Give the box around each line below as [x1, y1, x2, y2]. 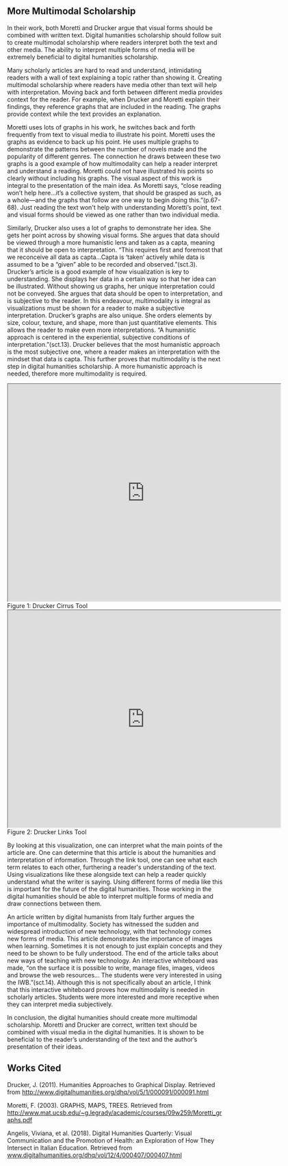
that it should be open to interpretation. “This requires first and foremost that [7, 245, 223, 254]
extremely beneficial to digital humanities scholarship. [7, 53, 159, 61]
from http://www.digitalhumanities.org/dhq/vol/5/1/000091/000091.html [7, 1088, 209, 1096]
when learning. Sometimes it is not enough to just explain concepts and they [7, 942, 222, 950]
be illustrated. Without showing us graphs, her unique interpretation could [7, 282, 215, 290]
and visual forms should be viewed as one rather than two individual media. [7, 210, 220, 219]
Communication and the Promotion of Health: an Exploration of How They [7, 1136, 215, 1144]
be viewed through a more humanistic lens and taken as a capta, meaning [7, 238, 215, 246]
